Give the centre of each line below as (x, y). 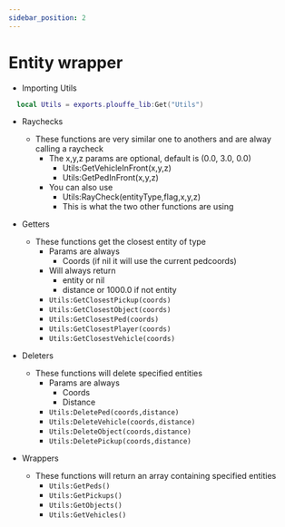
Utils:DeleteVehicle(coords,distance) (122, 423)
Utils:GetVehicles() (88, 515)
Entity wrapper (66, 62)
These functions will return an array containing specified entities (156, 476)
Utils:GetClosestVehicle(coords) (112, 339)
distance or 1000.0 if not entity (120, 290)
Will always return (82, 271)
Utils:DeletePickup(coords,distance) (120, 442)
